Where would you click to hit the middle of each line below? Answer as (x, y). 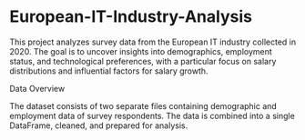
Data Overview (37, 88)
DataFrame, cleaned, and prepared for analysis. (99, 125)
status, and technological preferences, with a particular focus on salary (143, 61)
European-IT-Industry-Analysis (131, 17)
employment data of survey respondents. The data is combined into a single (152, 115)
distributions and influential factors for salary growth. (109, 71)
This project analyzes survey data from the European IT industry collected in (153, 42)
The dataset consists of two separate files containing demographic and (143, 105)
